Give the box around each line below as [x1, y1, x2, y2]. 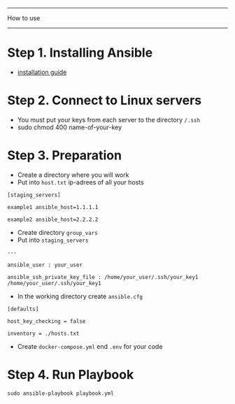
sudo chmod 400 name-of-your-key [17, 123, 122, 131]
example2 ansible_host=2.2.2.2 [7, 216, 99, 223]
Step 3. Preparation [7, 147, 122, 164]
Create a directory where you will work [17, 171, 129, 179]
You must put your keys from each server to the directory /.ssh [17, 115, 201, 124]
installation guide [17, 68, 67, 76]
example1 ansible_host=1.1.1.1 [7, 203, 99, 210]
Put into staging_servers [17, 236, 89, 244]
